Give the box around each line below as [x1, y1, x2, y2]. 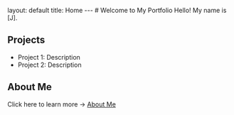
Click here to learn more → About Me [7, 99, 116, 109]
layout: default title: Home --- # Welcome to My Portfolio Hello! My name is [7, 6, 227, 14]
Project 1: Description [17, 53, 80, 61]
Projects [7, 34, 46, 46]
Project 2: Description [17, 60, 82, 69]
